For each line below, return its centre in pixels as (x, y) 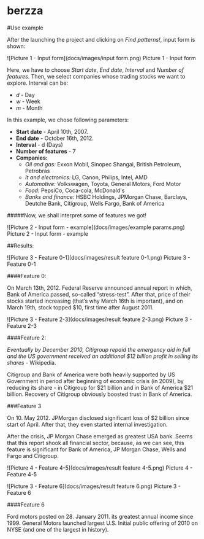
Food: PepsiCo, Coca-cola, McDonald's (75, 190)
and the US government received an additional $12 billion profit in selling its (103, 356)
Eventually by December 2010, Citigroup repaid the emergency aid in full (99, 349)
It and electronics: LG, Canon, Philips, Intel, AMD (86, 177)
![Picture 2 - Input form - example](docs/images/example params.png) (96, 227)
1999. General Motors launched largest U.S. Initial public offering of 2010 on (103, 523)
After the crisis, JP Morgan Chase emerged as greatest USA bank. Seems (100, 436)
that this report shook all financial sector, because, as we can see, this (96, 443)
